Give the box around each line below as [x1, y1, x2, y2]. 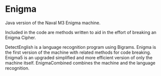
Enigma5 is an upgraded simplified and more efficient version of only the [5, 54, 153, 60]
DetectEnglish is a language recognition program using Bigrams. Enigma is [5, 44, 157, 50]
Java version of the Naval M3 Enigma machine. [5, 20, 101, 26]
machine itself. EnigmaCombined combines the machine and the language [5, 60, 156, 66]
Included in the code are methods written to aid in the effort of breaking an [5, 29, 157, 35]
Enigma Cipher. [5, 35, 36, 40]
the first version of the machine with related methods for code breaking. [5, 49, 151, 55]
